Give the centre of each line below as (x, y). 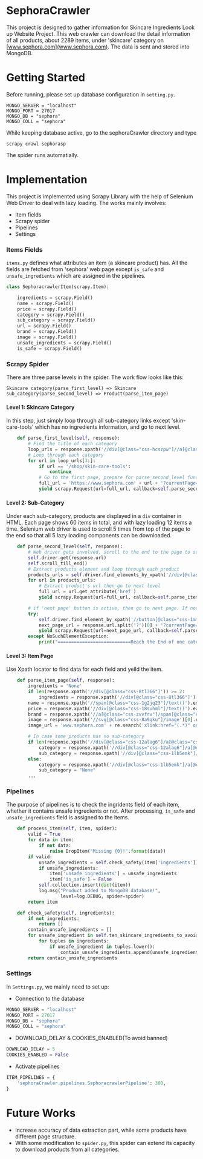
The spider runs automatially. (42, 155)
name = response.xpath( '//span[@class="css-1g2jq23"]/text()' (108, 703)
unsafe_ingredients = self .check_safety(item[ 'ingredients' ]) (118, 862)
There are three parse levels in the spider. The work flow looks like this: (95, 377)
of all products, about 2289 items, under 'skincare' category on (85, 40)
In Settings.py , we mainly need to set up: (58, 987)
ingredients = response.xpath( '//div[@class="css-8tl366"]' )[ (118, 697)
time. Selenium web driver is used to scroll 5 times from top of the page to (98, 529)
